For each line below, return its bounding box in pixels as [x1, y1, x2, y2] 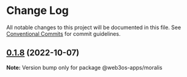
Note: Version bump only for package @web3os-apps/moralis [6, 64, 163, 71]
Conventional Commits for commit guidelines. [6, 30, 121, 37]
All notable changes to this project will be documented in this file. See [6, 24, 182, 31]
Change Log [6, 4, 69, 18]
